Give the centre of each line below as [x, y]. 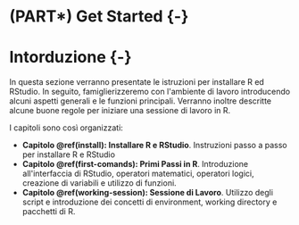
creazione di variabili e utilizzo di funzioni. [99, 183]
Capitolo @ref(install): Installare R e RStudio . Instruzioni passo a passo [154, 146]
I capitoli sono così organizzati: [66, 128]
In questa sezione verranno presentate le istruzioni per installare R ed [137, 82]
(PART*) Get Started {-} [99, 17]
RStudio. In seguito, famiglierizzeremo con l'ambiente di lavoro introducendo [150, 92]
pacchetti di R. [49, 212]
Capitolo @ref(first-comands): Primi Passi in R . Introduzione [135, 164]
